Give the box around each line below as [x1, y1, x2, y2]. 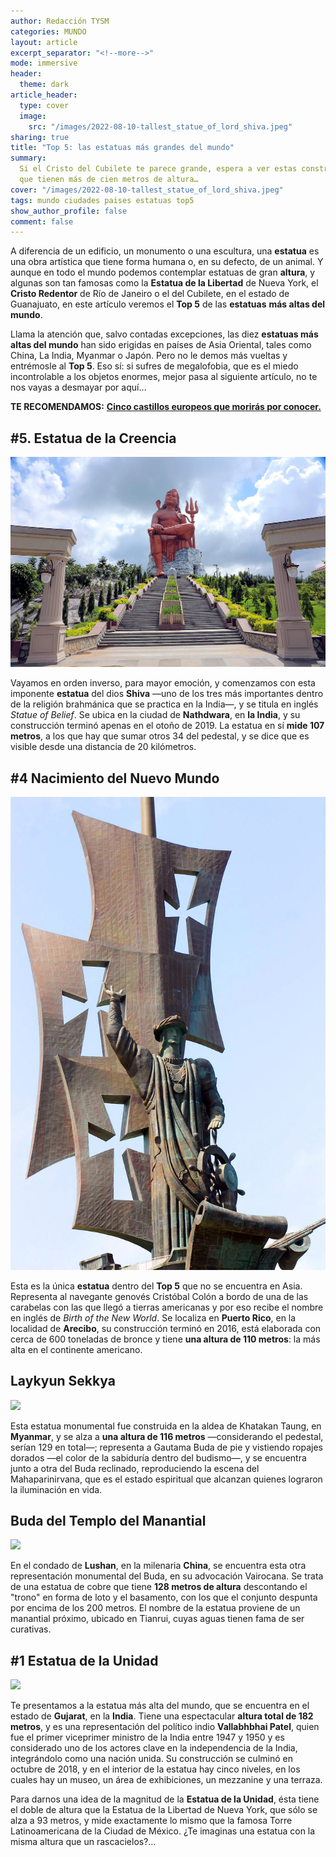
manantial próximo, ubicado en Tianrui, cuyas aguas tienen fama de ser [10, 1613, 305, 1625]
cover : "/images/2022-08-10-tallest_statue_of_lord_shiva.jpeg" [10, 185, 284, 195]
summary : [10, 153, 47, 164]
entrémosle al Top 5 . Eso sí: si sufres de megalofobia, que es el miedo [10, 360, 299, 372]
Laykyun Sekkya [10, 1373, 116, 1390]
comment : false [10, 216, 74, 227]
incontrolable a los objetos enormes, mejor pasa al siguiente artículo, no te [10, 371, 318, 383]
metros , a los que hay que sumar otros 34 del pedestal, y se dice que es [10, 730, 310, 742]
